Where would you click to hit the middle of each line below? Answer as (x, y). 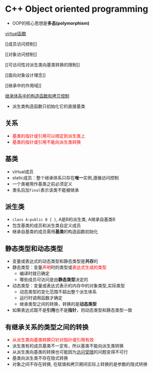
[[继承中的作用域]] (23, 85)
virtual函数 (16, 33)
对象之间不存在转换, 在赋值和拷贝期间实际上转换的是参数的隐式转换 (80, 364)
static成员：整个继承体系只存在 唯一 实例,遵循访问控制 (65, 177)
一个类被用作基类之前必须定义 (42, 184)
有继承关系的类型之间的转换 (47, 327)
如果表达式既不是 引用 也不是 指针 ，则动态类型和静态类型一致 (72, 310)
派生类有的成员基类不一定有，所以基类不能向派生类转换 (68, 346)
